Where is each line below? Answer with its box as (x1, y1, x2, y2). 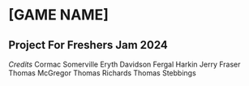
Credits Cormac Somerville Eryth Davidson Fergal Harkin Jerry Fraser (8, 59, 241, 69)
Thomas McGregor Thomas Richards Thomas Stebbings (8, 68, 196, 78)
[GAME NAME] (8, 6, 109, 24)
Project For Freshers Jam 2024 (8, 38, 169, 52)
